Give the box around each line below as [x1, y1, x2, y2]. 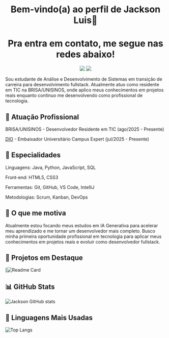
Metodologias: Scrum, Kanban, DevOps [5, 194, 88, 200]
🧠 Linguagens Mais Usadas [5, 313, 93, 322]
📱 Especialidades [5, 151, 61, 159]
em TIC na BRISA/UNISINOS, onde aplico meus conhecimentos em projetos [5, 87, 164, 93]
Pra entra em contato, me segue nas [7, 38, 164, 50]
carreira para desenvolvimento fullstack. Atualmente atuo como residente [5, 82, 159, 88]
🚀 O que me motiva [5, 209, 66, 218]
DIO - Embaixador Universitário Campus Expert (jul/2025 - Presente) [5, 136, 149, 142]
